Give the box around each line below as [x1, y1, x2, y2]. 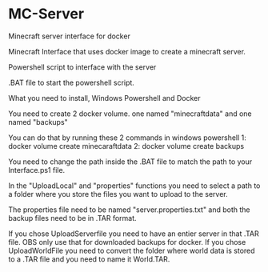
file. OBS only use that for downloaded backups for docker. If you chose [8, 237, 246, 246]
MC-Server [8, 5, 85, 23]
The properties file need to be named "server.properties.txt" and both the [8, 205, 250, 214]
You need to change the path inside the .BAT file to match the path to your [8, 157, 253, 166]
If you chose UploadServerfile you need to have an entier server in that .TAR [8, 229, 260, 238]
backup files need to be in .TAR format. [8, 213, 138, 222]
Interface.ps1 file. [8, 165, 66, 174]
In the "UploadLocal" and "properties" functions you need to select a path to [8, 181, 261, 190]
